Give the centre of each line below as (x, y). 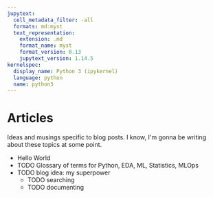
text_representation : (44, 33)
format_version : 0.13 (50, 52)
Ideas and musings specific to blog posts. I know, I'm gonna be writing (107, 137)
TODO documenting (56, 188)
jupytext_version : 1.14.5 (57, 59)
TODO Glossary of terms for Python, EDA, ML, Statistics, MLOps (108, 166)
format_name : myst (46, 46)
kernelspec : (24, 65)
